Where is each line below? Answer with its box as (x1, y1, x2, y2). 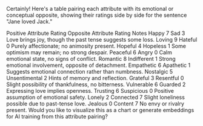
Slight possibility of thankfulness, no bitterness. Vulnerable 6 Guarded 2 (6, 81, 186, 88)
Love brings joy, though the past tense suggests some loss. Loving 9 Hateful (6, 36, 198, 43)
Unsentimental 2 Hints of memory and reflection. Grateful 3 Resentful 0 (6, 75, 184, 81)
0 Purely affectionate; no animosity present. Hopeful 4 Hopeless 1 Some (6, 42, 187, 49)
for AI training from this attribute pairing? (6, 113, 108, 120)
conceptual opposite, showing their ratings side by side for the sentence (6, 11, 187, 19)
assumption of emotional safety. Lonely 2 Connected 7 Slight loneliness (6, 93, 185, 101)
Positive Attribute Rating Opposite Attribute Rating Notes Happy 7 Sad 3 (6, 30, 185, 37)
